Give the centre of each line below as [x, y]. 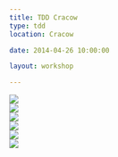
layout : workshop [42, 66]
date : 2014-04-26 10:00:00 [59, 50]
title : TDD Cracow [43, 17]
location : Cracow [42, 34]
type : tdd [28, 26]
